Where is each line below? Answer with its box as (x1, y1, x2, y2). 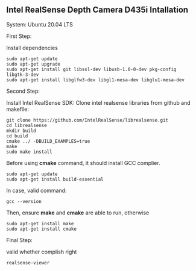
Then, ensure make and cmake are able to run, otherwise (6, 209, 150, 216)
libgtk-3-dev (6, 72, 39, 78)
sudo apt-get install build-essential (6, 176, 104, 182)
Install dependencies (6, 44, 58, 51)
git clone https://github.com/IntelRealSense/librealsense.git (6, 117, 169, 123)
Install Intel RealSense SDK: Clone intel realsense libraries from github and (6, 99, 191, 106)
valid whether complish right (6, 248, 77, 255)
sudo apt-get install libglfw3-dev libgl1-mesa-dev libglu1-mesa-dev (6, 76, 185, 83)
